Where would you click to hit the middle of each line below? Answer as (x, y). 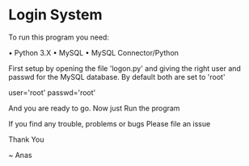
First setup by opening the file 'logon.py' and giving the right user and (124, 68)
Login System (55, 15)
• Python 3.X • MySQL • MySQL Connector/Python (94, 52)
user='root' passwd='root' (52, 92)
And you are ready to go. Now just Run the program (94, 108)
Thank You (26, 139)
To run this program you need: (59, 37)
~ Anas (20, 155)
